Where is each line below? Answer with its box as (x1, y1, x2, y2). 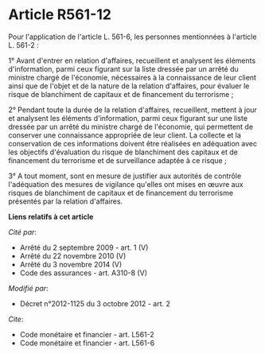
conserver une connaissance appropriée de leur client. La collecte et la (8, 130, 241, 140)
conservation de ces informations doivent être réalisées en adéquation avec (8, 138, 257, 148)
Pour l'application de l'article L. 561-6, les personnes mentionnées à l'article (8, 32, 257, 41)
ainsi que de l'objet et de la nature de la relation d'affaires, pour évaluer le (8, 81, 250, 91)
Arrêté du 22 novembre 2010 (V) (19, 251, 127, 260)
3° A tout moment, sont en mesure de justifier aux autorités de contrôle (8, 171, 242, 181)
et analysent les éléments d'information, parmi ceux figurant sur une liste (8, 113, 248, 123)
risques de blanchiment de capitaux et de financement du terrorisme (8, 188, 233, 197)
